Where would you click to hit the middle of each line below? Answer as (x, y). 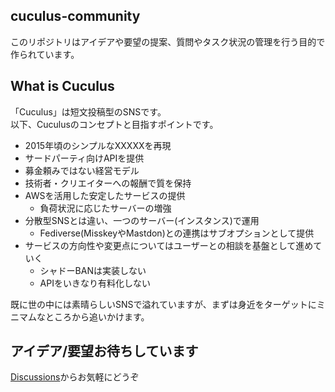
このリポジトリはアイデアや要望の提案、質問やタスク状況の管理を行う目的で (168, 41)
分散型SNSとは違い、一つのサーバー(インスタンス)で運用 (142, 220)
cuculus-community (75, 16)
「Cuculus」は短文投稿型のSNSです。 (88, 111)
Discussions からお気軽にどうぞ (75, 377)
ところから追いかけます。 (97, 316)
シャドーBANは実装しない (93, 270)
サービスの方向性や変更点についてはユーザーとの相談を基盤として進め (169, 245)
